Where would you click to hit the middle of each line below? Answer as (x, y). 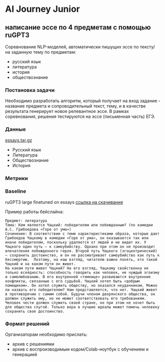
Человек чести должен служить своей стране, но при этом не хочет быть (80, 303)
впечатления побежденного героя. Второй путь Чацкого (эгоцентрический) (81, 251)
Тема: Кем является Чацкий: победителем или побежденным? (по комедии (79, 225)
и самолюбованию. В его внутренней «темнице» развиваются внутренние (78, 277)
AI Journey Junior (43, 9)
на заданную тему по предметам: (41, 52)
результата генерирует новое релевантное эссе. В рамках (67, 111)
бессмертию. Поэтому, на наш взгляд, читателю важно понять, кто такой (81, 259)
